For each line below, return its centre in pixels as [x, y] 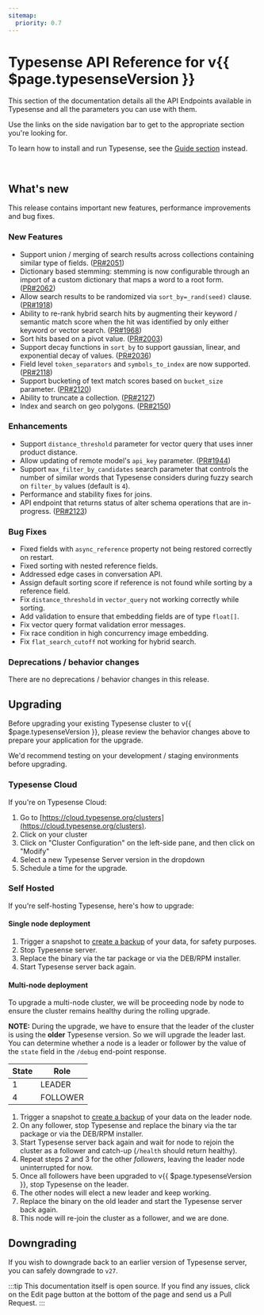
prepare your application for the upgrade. [76, 740]
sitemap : [23, 15]
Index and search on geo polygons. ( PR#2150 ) [95, 406]
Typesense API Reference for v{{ [119, 62]
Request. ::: [27, 1303]
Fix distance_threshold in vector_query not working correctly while [129, 600]
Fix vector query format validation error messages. [103, 625]
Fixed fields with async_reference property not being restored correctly [136, 549]
